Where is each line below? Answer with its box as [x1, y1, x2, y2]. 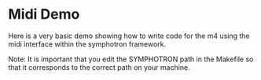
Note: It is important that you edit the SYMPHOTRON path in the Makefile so [8, 54, 254, 64]
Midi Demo [8, 5, 80, 23]
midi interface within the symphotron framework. [8, 39, 167, 48]
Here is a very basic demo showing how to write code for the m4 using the [8, 31, 250, 40]
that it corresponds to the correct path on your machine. [8, 62, 190, 71]
